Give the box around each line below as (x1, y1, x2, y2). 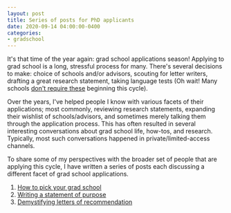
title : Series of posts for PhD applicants (7, 17, 135, 24)
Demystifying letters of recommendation (17, 198, 133, 206)
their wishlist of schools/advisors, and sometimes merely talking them (7, 112, 206, 121)
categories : (7, 29, 41, 37)
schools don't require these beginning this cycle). (7, 84, 149, 93)
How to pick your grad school (17, 183, 102, 192)
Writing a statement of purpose (17, 191, 107, 199)
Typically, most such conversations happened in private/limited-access (7, 134, 210, 142)
